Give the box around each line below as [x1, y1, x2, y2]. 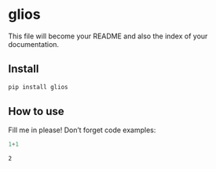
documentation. [8, 39, 60, 49]
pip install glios [8, 83, 68, 91]
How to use [8, 105, 64, 118]
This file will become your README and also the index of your [8, 31, 208, 41]
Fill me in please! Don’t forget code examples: [8, 125, 156, 135]
